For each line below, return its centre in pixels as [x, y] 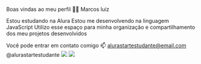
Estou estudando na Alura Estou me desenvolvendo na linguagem [88, 21]
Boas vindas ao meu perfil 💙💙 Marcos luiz [58, 9]
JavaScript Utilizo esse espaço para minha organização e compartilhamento [101, 27]
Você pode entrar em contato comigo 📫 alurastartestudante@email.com [96, 45]
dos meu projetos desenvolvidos [47, 33]
